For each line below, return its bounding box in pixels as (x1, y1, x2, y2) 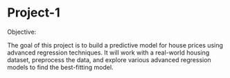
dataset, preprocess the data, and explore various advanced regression (7, 55, 211, 64)
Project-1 (7, 5, 60, 21)
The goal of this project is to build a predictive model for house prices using (7, 41, 224, 49)
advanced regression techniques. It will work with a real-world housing (7, 48, 210, 57)
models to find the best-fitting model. (7, 63, 114, 71)
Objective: (7, 28, 37, 36)
